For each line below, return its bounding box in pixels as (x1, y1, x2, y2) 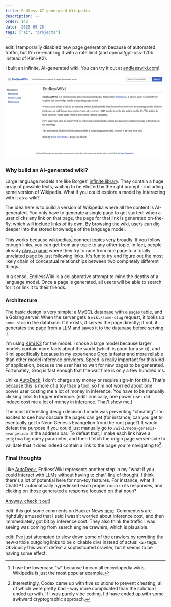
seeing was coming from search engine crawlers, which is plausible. (5, 523, 149, 530)
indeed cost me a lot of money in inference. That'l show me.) (5, 399, 133, 405)
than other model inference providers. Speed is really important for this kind (5, 356, 164, 363)
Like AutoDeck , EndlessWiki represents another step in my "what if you (5, 466, 154, 472)
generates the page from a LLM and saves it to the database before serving (5, 325, 164, 331)
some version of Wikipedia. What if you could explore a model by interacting (5, 189, 165, 195)
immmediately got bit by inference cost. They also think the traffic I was (5, 518, 155, 525)
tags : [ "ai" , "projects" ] (5, 30, 60, 35)
